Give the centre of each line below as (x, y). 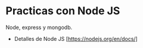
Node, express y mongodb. (39, 27)
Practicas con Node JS (63, 11)
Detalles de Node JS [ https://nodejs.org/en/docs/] (76, 39)
